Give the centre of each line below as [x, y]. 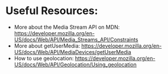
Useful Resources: [52, 11]
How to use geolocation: [44, 58]
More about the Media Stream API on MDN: [67, 27]
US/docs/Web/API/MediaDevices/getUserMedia [72, 52]
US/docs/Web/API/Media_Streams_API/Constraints [76, 39]
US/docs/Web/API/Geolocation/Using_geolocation [75, 64]
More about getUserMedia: [47, 46]
